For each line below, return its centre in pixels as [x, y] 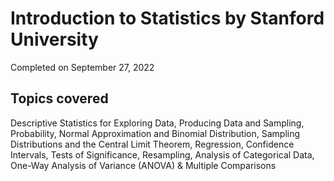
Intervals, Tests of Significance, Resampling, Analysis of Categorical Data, [162, 154]
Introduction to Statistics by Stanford [167, 18]
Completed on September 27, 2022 [82, 67]
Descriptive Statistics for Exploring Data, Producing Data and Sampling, [157, 123]
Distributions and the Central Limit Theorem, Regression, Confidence [152, 144]
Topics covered [59, 98]
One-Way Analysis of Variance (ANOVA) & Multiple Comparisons [143, 165]
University [54, 39]
